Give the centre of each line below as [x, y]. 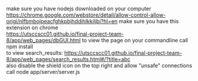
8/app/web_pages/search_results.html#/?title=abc [68, 59]
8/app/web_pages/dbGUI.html [43, 40]
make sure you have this [149, 21]
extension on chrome [32, 27]
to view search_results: [35, 53]
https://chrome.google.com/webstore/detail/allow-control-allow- [86, 15]
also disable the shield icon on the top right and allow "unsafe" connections [99, 66]
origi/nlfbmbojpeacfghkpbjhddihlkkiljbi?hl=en [62, 21]
